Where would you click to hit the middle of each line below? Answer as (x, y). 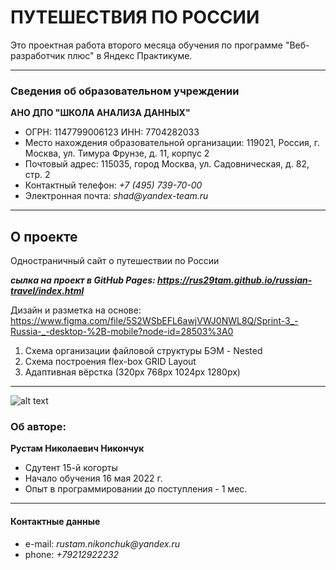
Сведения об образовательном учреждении (125, 91)
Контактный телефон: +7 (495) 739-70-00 (113, 185)
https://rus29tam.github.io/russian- (235, 280)
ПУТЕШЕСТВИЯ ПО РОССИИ (135, 17)
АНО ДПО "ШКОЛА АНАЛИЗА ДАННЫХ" (100, 113)
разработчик (38, 55)
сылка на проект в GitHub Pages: (83, 280)
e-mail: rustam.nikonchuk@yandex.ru (102, 543)
